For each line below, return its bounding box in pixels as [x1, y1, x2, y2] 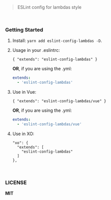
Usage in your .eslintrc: [12, 47, 60, 53]
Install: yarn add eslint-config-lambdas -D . [12, 37, 102, 44]
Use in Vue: [12, 89, 36, 95]
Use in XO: [12, 131, 35, 137]
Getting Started [5, 26, 43, 33]
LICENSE [5, 179, 27, 186]
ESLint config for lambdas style [17, 4, 82, 10]
